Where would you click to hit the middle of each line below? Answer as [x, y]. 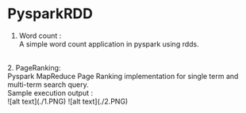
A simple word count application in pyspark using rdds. [109, 43]
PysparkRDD [50, 14]
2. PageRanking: [34, 67]
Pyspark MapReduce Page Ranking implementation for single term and [123, 76]
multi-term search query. [48, 85]
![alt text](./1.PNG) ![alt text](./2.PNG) [68, 101]
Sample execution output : [50, 92]
